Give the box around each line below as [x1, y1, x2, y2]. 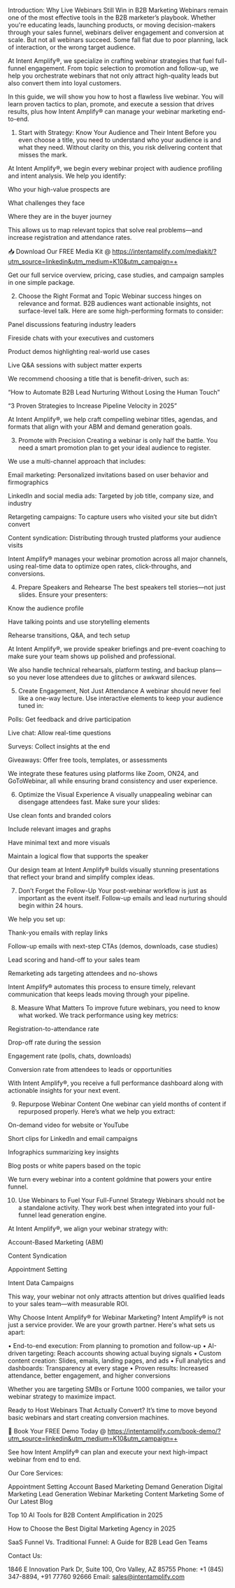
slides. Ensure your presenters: [17, 590, 108, 599]
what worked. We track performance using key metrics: [17, 1011, 179, 1019]
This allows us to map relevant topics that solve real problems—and [8, 226, 203, 234]
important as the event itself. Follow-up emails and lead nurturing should [17, 894, 227, 902]
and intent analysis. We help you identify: [8, 171, 127, 180]
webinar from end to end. [8, 1455, 81, 1463]
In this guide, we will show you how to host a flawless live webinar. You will [8, 92, 224, 101]
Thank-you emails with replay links [8, 928, 108, 937]
